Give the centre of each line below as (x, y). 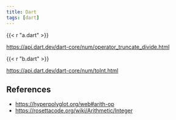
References (29, 89)
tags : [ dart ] (23, 18)
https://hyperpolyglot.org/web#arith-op (65, 104)
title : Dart (21, 12)
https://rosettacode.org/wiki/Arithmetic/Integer (74, 111)
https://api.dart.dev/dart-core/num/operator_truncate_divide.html (88, 47)
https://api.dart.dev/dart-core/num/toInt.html (62, 70)
